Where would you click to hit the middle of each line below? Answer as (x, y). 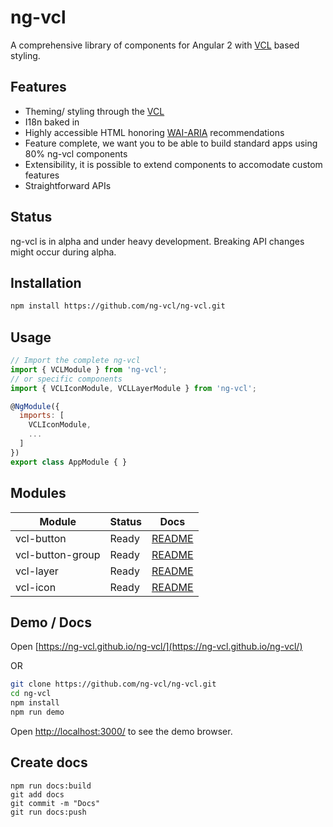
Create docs (49, 762)
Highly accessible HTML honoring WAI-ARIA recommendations (154, 132)
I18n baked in (52, 122)
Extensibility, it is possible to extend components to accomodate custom (173, 164)
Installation (46, 282)
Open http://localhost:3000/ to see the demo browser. (121, 731)
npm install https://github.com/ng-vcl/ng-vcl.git (118, 306)
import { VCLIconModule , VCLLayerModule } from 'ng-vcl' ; (133, 388)
